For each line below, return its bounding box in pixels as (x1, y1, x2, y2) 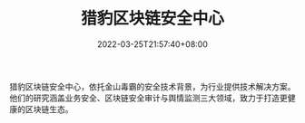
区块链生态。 (25, 103, 74, 114)
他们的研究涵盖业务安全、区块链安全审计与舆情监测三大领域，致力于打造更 (9, 92, 288, 103)
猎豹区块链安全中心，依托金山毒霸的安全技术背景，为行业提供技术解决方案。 (9, 80, 296, 91)
